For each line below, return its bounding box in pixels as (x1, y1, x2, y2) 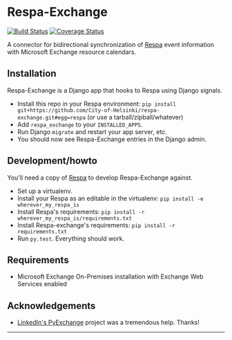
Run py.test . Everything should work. (17, 234, 125, 243)
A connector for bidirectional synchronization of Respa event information (7, 40, 215, 48)
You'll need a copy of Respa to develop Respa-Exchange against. (7, 173, 193, 182)
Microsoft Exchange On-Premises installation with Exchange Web (17, 272, 204, 281)
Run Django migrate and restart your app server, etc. (17, 127, 167, 135)
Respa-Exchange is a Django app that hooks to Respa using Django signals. (7, 86, 222, 94)
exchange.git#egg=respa (17, 114, 86, 121)
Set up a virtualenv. (17, 187, 72, 195)
